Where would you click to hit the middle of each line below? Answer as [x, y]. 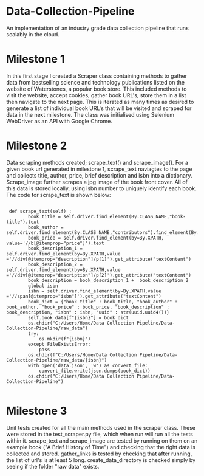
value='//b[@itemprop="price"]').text [55, 243]
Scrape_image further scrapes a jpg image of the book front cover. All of [97, 182]
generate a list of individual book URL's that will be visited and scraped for [99, 108]
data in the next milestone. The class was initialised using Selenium [90, 114]
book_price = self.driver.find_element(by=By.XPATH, [96, 238]
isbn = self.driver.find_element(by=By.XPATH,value [95, 291]
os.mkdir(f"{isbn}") [65, 339]
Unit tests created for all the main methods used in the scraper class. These [101, 427]
